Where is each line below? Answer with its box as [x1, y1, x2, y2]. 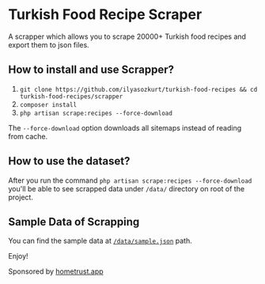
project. [8, 192, 34, 202]
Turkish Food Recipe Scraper [8, 6, 203, 24]
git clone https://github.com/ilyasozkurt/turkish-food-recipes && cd [19, 85, 258, 93]
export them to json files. [8, 40, 89, 49]
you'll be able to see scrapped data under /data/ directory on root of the [8, 184, 245, 193]
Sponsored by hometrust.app [8, 267, 104, 276]
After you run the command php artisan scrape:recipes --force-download [8, 176, 252, 185]
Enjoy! [8, 252, 29, 261]
